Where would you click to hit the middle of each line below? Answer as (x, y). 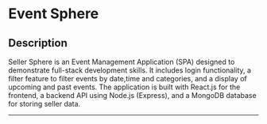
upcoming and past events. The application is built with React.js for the (124, 87)
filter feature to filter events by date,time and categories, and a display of (128, 79)
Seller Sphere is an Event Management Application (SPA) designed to (122, 62)
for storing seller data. (44, 104)
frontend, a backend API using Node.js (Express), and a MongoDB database (132, 95)
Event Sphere (54, 14)
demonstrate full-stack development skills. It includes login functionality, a (130, 70)
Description (38, 43)
